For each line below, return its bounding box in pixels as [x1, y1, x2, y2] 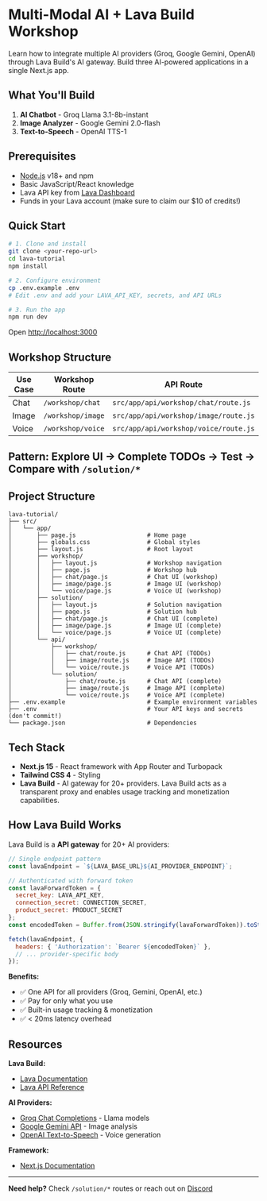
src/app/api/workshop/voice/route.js [112, 424, 255, 434]
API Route [164, 379, 203, 390]
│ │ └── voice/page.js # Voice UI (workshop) [8, 587, 222, 595]
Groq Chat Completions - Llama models [19, 1114, 149, 1123]
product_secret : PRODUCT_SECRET [15, 906, 123, 914]
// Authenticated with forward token [8, 876, 133, 885]
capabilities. [19, 796, 60, 805]
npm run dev [8, 313, 48, 321]
